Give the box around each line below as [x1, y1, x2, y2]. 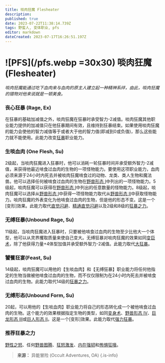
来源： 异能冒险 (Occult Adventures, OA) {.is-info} [17, 352, 118, 358]
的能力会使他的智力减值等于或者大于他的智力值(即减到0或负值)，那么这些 [5, 128, 153, 135]
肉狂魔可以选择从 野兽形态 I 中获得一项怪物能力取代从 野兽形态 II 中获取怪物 [5, 191, 153, 196]
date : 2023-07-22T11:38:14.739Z [5, 21, 71, 26]
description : [5, 12, 32, 17]
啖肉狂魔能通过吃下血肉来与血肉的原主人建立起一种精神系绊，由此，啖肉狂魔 [5, 84, 160, 91]
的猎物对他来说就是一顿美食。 [5, 91, 65, 97]
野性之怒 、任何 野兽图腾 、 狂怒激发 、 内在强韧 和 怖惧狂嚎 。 [5, 341, 121, 348]
